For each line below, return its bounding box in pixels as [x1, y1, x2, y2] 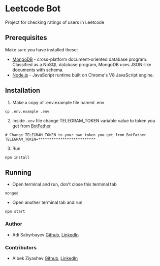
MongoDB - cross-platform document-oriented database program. [12, 56, 148, 62]
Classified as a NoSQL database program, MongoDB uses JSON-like [12, 61, 152, 67]
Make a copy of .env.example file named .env [12, 99, 105, 105]
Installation [5, 86, 40, 95]
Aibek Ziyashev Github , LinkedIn [12, 255, 78, 261]
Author [5, 221, 23, 228]
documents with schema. [12, 67, 64, 73]
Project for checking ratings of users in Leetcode [5, 19, 104, 25]
